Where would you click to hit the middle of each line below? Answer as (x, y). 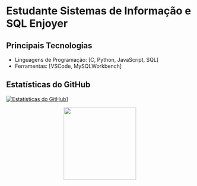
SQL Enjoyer (37, 23)
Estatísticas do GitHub (48, 85)
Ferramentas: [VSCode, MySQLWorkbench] (68, 66)
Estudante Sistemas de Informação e (99, 11)
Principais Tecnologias (49, 45)
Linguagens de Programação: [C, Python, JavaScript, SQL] (87, 60)
